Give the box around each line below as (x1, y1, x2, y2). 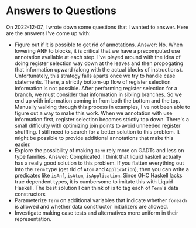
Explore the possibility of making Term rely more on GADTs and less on (14, 147, 184, 154)
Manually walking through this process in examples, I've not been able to (14, 103, 191, 110)
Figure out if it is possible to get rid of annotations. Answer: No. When (14, 41, 183, 48)
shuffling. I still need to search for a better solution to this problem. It (14, 128, 180, 135)
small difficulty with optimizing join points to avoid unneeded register (14, 122, 181, 129)
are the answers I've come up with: (6, 29, 91, 36)
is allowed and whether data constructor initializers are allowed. (14, 203, 169, 210)
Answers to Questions (6, 4, 117, 18)
